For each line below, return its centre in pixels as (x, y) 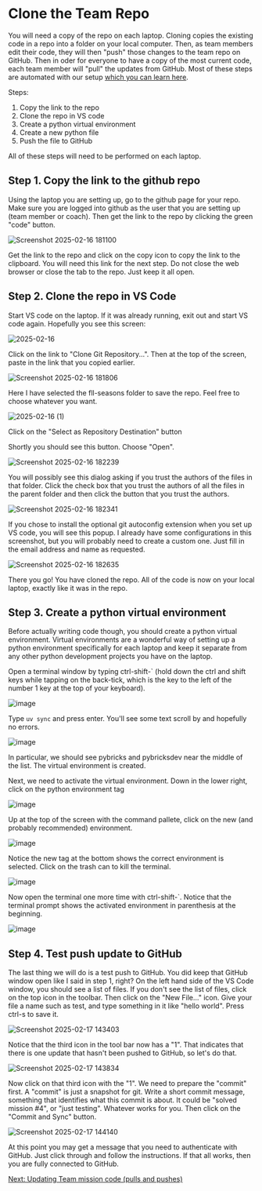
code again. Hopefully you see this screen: (77, 323)
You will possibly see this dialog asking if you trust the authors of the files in (130, 477)
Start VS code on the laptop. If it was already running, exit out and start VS (128, 315)
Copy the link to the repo (59, 107)
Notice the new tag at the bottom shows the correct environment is (116, 858)
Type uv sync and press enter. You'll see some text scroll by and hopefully (127, 719)
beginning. (25, 914)
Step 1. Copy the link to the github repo (104, 181)
